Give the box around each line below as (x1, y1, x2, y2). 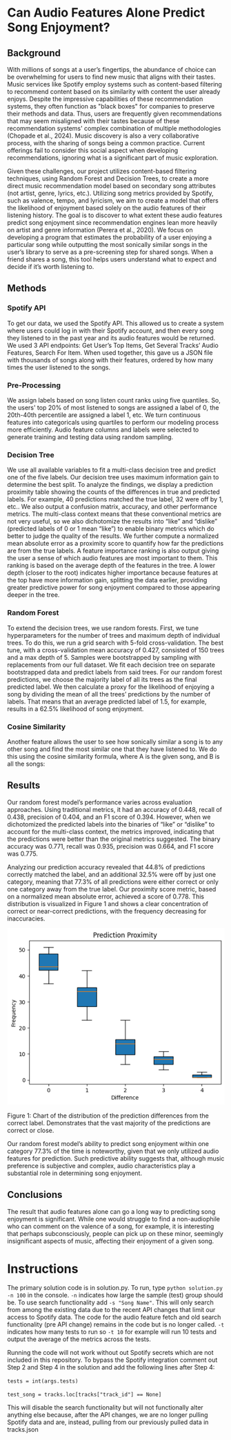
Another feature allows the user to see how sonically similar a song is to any (7, 737, 223, 746)
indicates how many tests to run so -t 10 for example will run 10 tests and (7, 1328, 217, 1336)
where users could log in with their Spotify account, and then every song (7, 326, 214, 335)
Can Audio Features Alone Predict (7, 5, 205, 21)
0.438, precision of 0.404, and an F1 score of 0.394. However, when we (7, 813, 211, 821)
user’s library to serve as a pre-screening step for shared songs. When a (7, 248, 214, 256)
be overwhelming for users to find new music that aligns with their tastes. (7, 73, 216, 81)
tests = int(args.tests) (7, 1378, 79, 1385)
